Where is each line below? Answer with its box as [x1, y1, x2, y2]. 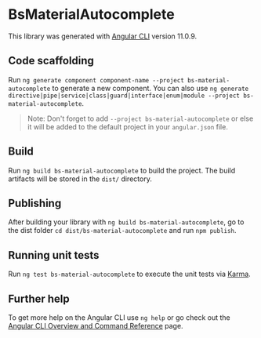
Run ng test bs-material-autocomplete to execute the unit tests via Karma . [8, 269, 251, 279]
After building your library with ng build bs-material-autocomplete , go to [8, 217, 245, 227]
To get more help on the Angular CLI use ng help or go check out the [8, 313, 230, 322]
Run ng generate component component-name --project [8, 75, 184, 84]
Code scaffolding [8, 54, 94, 67]
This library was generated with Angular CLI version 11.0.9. [8, 31, 198, 41]
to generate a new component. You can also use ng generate [52, 83, 249, 93]
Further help [8, 292, 71, 305]
